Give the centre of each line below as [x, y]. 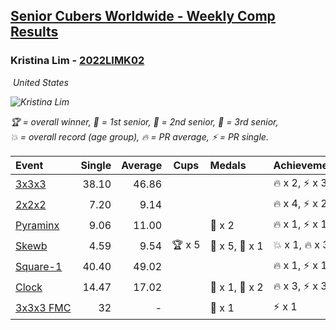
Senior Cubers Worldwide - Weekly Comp [143, 16]
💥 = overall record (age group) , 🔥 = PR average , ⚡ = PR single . [139, 136]
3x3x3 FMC [43, 308]
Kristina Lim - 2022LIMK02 [77, 61]
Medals [228, 165]
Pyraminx [37, 226]
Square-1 [39, 267]
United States [40, 82]
